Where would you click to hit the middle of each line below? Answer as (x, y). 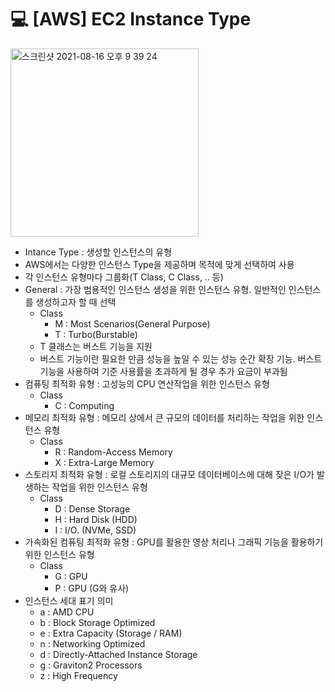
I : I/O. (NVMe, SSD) (95, 530)
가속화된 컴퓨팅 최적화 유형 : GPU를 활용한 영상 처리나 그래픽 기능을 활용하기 (174, 542)
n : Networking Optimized (92, 643)
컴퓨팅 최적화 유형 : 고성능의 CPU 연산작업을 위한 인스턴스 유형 (147, 383)
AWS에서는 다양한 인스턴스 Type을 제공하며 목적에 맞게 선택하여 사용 (159, 264)
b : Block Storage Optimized (97, 622)
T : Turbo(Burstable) (96, 334)
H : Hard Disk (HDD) (96, 519)
